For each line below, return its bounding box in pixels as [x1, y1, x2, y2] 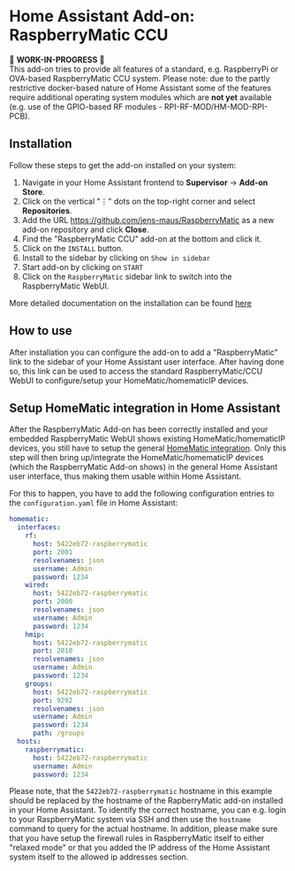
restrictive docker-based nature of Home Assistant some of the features [9, 82, 272, 93]
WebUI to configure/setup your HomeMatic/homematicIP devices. [9, 374, 249, 386]
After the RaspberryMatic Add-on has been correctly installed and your [9, 424, 269, 435]
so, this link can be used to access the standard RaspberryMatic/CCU [9, 366, 263, 376]
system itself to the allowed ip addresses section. [9, 852, 189, 862]
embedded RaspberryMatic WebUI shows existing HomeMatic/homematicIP [9, 434, 286, 444]
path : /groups [32, 728, 86, 738]
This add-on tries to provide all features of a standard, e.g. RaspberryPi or [9, 64, 278, 74]
